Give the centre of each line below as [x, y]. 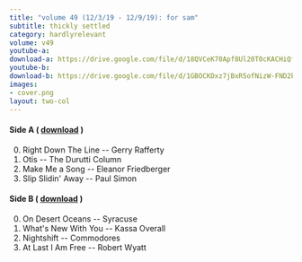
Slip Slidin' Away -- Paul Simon [80, 178]
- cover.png [31, 92]
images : [24, 84]
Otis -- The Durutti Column [72, 159]
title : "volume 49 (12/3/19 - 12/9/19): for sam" [104, 17]
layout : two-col [40, 101]
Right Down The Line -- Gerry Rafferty [93, 150]
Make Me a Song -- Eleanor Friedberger [96, 169]
